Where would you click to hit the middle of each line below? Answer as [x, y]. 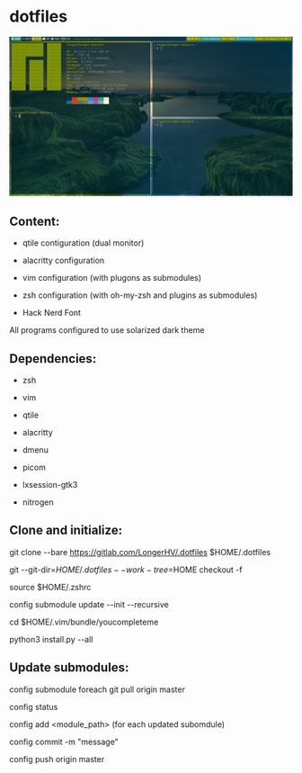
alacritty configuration [63, 261]
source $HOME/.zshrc [50, 587]
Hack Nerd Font [51, 313]
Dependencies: [53, 359]
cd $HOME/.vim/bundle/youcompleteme [84, 622]
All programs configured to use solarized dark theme [107, 330]
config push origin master [57, 759]
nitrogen [38, 502]
